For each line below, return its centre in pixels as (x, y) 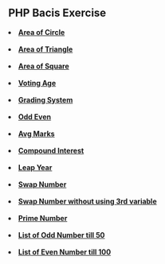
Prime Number (43, 218)
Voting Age (37, 83)
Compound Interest (51, 150)
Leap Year (35, 167)
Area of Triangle (46, 49)
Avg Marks (37, 134)
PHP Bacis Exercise (57, 13)
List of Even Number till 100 (65, 252)
